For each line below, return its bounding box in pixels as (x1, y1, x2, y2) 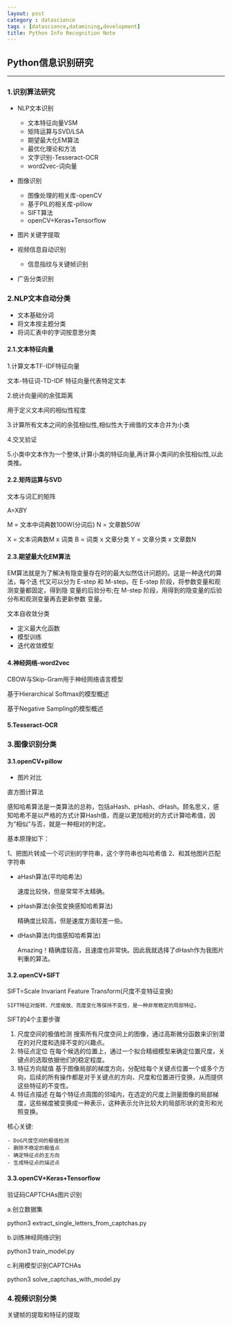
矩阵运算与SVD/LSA (27, 127, 84, 135)
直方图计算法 (7, 788, 43, 796)
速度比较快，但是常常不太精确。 (17, 887, 108, 896)
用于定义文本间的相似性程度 (7, 406, 86, 414)
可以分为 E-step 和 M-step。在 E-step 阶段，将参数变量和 (50, 578, 215, 586)
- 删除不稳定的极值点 (7, 1145, 60, 1152)
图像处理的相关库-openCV (27, 191, 102, 200)
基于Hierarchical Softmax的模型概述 (7, 690, 109, 698)
